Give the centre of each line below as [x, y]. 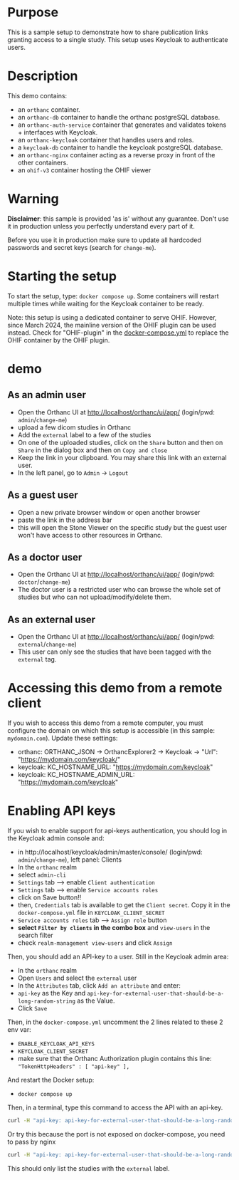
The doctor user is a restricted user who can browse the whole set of [119, 590]
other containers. [43, 162]
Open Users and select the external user [77, 978]
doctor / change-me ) [44, 582]
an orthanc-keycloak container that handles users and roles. [106, 140]
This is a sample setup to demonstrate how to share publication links [108, 32]
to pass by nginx [32, 1142]
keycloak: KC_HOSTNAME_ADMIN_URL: [76, 775]
